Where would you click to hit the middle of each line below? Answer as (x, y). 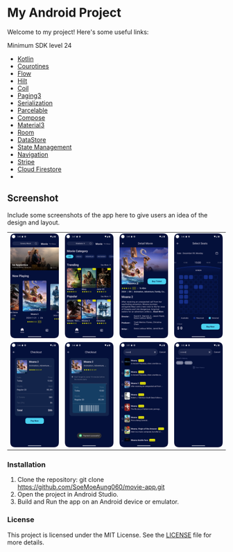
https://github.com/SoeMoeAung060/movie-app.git (91, 487)
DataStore (32, 139)
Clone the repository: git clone (60, 480)
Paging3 (29, 96)
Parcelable (33, 110)
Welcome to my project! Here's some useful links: (78, 32)
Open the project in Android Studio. (68, 495)
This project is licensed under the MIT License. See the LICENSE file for (110, 535)
